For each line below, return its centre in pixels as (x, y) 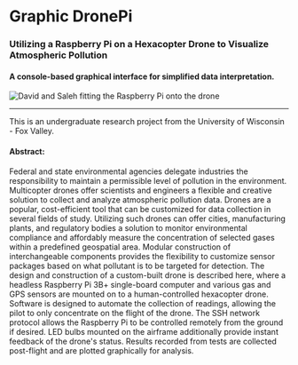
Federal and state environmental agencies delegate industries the (129, 171)
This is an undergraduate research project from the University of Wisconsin (147, 122)
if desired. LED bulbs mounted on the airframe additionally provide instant (144, 331)
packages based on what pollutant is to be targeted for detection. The (137, 266)
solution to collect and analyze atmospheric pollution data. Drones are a (141, 199)
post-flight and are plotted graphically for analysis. (102, 350)
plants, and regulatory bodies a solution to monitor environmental (129, 227)
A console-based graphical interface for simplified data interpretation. (142, 76)
